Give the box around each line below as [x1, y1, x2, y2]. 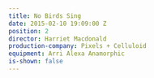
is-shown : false [8, 58, 63, 66]
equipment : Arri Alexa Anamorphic [8, 50, 126, 58]
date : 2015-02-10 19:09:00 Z [8, 19, 107, 28]
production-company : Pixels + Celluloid [8, 42, 148, 50]
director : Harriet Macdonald [8, 34, 107, 43]
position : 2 [8, 27, 49, 35]
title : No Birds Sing [8, 11, 82, 20]
